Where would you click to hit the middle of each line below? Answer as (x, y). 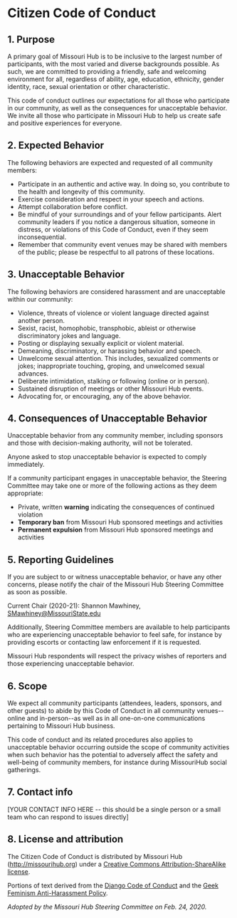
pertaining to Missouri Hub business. (61, 726)
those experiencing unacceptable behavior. (71, 664)
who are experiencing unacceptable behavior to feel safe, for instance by (115, 635)
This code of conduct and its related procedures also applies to (100, 740)
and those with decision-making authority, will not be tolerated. (100, 443)
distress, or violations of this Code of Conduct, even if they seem (113, 229)
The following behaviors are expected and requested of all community (110, 162)
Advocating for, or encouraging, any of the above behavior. (104, 396)
